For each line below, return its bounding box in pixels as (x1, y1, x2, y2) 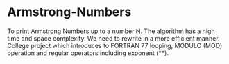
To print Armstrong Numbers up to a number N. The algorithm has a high (7, 27, 215, 35)
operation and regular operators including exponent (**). (7, 49, 169, 57)
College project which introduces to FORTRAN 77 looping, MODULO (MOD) (7, 41, 223, 50)
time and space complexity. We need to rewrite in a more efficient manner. (7, 34, 220, 42)
